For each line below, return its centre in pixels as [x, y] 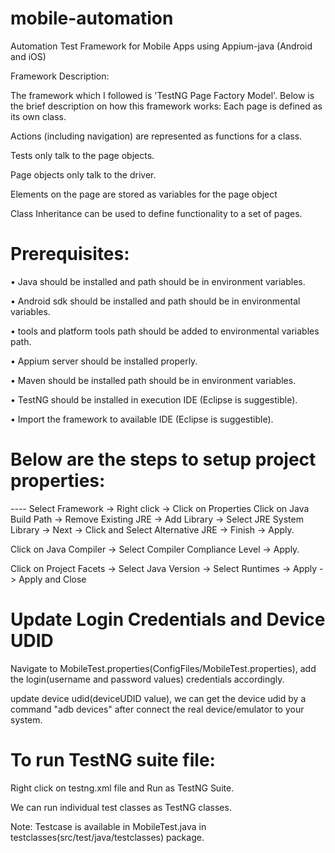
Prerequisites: [70, 254]
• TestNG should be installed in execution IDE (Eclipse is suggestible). [154, 399]
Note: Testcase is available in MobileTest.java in [108, 826]
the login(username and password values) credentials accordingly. [147, 679]
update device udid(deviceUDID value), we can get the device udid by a [158, 698]
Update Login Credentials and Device [168, 619]
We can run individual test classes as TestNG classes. [121, 807]
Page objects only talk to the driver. [83, 174]
